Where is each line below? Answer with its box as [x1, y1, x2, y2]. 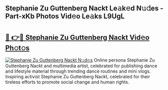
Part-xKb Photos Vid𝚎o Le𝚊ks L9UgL [5, 12, 125, 21]
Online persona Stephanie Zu [94, 57, 155, 63]
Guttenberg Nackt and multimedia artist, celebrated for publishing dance [5, 63, 158, 69]
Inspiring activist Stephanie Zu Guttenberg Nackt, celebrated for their [5, 74, 150, 79]
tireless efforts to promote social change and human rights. [5, 79, 130, 85]
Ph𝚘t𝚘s [5, 43, 30, 52]
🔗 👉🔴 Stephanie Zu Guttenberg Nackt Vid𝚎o [5, 33, 150, 42]
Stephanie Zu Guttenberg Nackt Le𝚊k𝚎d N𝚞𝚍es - [5, 4, 164, 13]
